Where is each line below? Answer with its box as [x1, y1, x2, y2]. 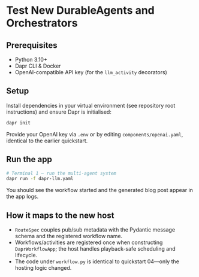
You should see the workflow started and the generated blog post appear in [6, 187, 194, 194]
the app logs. [6, 193, 39, 200]
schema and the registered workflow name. [14, 233, 123, 240]
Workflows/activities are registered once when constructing [14, 239, 163, 246]
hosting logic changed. [14, 264, 72, 272]
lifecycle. [14, 252, 38, 259]
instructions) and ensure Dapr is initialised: [6, 108, 112, 115]
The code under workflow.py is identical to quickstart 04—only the [14, 258, 180, 265]
